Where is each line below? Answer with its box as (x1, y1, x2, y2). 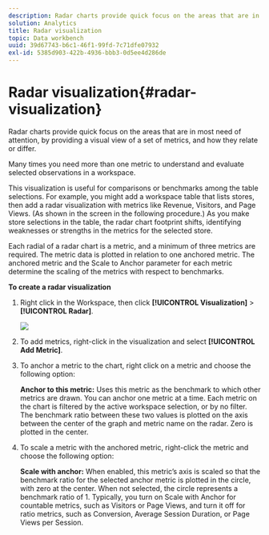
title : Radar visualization (8, 26, 102, 34)
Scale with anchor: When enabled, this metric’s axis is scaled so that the (19, 466, 261, 476)
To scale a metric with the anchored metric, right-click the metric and (19, 442, 249, 452)
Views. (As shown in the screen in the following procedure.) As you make (8, 209, 250, 218)
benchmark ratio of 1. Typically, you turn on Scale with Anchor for (19, 492, 236, 501)
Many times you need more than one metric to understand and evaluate (8, 159, 244, 169)
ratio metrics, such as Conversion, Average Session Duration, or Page (19, 509, 251, 518)
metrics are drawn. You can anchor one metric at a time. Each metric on (19, 393, 258, 402)
